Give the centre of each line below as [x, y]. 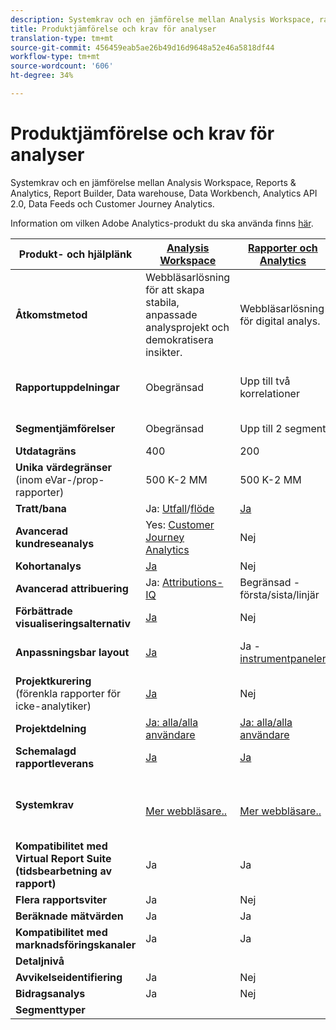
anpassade [171, 314]
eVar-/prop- [74, 479]
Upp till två [265, 381]
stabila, [162, 302]
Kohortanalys [48, 566]
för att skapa [175, 289]
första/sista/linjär [279, 594]
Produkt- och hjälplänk [75, 254]
